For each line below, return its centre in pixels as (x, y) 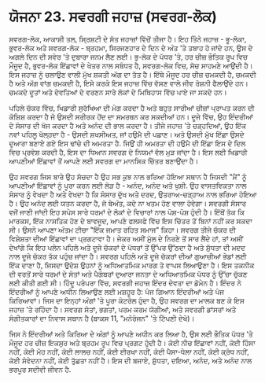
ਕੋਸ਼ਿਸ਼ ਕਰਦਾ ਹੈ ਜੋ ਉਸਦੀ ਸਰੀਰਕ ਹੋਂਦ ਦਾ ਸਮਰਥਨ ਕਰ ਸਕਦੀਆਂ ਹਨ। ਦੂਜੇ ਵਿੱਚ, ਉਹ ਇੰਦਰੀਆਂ (131, 116)
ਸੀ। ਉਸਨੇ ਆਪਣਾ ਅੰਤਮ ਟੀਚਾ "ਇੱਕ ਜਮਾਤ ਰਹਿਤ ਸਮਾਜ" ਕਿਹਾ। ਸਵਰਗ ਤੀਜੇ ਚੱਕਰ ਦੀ (123, 230)
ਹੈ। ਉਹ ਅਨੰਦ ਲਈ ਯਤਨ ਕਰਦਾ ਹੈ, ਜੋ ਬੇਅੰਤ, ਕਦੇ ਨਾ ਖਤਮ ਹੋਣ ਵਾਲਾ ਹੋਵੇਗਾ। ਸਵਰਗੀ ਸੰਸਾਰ (128, 203)
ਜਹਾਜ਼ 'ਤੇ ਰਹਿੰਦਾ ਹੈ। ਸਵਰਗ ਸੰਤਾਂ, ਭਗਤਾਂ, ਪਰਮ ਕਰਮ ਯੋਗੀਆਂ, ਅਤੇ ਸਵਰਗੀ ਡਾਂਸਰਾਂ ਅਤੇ (123, 309)
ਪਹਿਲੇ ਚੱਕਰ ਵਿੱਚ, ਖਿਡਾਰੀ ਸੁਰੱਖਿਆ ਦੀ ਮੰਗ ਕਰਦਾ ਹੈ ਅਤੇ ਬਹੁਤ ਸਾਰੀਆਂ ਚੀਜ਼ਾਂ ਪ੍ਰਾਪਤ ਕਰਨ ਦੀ (132, 108)
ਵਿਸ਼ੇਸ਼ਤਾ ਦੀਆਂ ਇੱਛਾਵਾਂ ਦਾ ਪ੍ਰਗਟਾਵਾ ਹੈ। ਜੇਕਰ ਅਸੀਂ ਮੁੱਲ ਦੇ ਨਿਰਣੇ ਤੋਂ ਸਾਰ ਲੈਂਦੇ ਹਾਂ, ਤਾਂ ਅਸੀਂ (126, 238)
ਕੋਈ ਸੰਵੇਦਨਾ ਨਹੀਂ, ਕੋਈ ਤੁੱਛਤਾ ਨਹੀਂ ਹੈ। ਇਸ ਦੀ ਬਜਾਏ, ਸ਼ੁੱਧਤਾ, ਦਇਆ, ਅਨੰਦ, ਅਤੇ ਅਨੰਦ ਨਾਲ (131, 360)
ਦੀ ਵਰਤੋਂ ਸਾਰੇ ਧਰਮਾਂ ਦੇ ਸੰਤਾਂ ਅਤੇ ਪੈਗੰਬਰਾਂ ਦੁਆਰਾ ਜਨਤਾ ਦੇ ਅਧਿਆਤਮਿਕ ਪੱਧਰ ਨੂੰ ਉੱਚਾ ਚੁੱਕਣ (128, 274)
